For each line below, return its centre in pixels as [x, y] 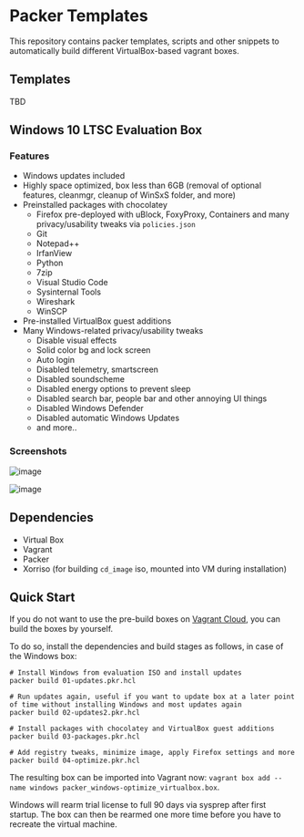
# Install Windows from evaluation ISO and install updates [126, 673]
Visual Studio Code [72, 283]
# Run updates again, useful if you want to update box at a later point [152, 697]
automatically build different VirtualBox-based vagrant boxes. [124, 50]
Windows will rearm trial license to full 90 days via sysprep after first [138, 805]
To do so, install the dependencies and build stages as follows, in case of [147, 646]
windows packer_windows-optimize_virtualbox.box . [125, 787]
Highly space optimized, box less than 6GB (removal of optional [142, 186]
